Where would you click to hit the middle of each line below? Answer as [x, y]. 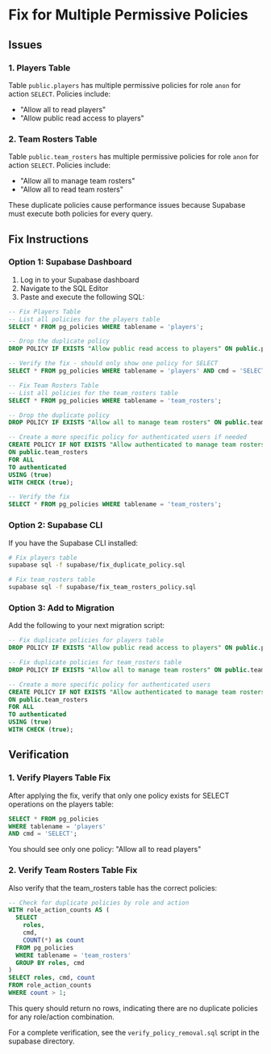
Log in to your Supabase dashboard [79, 280]
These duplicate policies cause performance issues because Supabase [127, 205]
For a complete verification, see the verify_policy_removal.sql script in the [134, 1032]
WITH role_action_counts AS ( [59, 910]
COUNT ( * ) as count [54, 940]
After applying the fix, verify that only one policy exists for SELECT [119, 795]
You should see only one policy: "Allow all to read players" [105, 850]
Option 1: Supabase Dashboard [70, 262]
